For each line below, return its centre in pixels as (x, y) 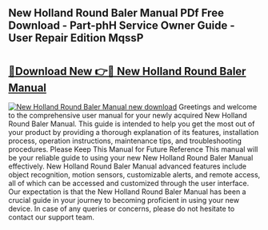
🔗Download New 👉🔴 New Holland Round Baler (127, 71)
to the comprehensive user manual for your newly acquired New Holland (128, 115)
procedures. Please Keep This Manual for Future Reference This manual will (133, 149)
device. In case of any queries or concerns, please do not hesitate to (122, 208)
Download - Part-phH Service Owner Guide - (122, 26)
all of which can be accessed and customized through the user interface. (129, 183)
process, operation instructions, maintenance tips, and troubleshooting (125, 141)
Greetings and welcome (218, 107)
